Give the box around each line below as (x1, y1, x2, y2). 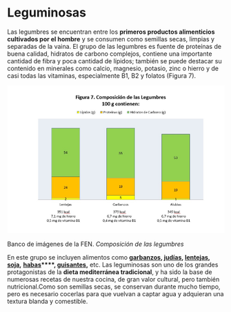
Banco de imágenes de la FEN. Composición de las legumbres (7, 240, 184, 249)
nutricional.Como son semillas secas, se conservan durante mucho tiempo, (7, 282, 221, 291)
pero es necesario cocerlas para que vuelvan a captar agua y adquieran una (7, 290, 224, 298)
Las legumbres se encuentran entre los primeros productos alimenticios (7, 28, 215, 36)
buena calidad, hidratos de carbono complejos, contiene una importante (7, 50, 212, 58)
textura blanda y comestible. (7, 298, 88, 306)
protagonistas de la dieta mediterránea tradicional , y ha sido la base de (7, 268, 212, 276)
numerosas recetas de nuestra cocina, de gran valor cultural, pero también (7, 275, 220, 284)
